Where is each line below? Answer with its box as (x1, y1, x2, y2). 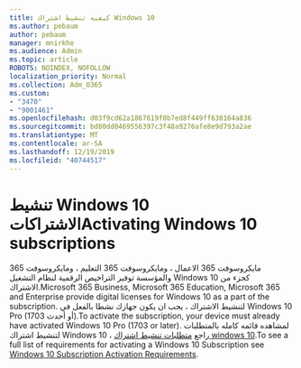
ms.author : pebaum (9, 22, 78, 31)
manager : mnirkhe (9, 38, 75, 48)
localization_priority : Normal (9, 72, 127, 81)
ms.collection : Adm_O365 (9, 80, 103, 89)
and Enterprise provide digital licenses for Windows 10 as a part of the (9, 291, 270, 302)
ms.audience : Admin (9, 47, 83, 56)
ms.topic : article (9, 55, 78, 64)
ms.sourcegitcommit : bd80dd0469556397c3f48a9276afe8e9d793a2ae (9, 123, 252, 132)
